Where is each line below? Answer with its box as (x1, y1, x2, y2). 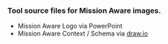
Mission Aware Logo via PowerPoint (17, 22, 123, 31)
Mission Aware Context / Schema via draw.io (17, 29, 148, 38)
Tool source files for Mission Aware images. (7, 6, 162, 16)
